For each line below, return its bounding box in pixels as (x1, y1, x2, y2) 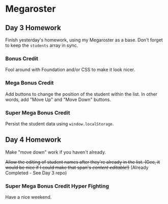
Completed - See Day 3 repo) (5, 169, 67, 176)
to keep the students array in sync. (5, 42, 78, 48)
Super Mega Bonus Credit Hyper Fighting (5, 182, 109, 189)
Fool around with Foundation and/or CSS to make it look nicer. (5, 67, 135, 73)
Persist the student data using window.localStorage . (5, 120, 114, 126)
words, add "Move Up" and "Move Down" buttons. (5, 96, 111, 103)
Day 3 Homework (5, 23, 61, 32)
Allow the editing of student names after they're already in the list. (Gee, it (5, 159, 160, 165)
